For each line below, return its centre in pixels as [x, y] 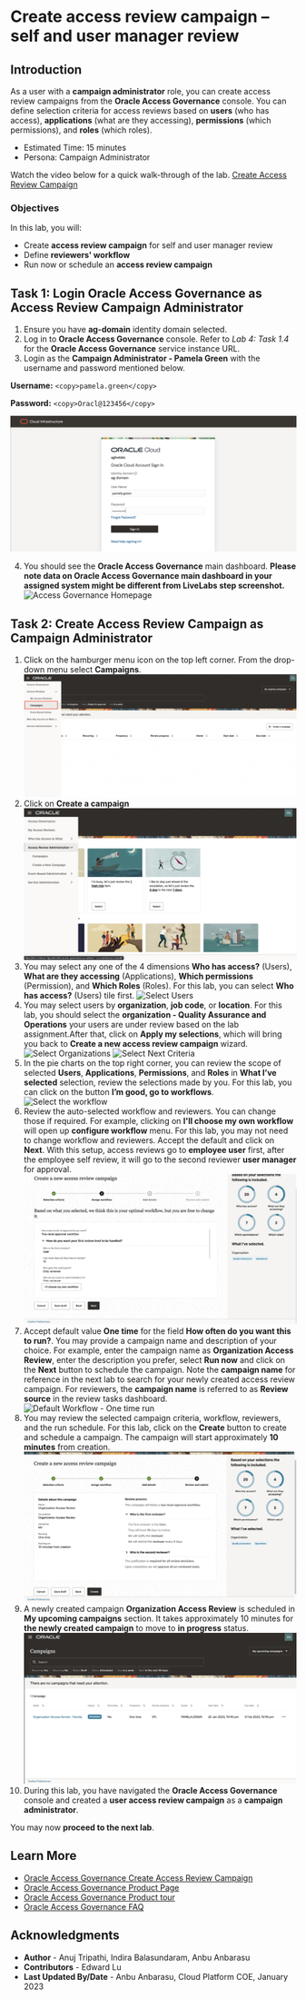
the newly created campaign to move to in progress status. [136, 1628]
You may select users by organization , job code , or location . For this [153, 1005]
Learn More [44, 1856]
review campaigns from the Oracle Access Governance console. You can [148, 101]
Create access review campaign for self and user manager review [148, 245]
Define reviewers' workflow [77, 255]
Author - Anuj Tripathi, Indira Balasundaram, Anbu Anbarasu [137, 1957]
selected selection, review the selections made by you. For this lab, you [158, 1082]
